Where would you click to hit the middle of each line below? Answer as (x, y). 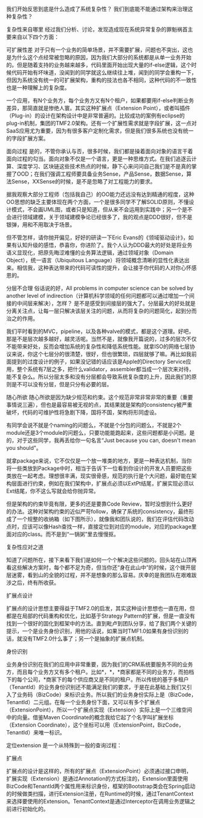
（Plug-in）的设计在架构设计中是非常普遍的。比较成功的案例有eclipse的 (96, 116)
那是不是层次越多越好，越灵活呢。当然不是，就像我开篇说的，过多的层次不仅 (101, 339)
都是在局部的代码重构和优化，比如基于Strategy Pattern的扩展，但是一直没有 (101, 616)
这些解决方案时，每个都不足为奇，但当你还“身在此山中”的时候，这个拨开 (101, 567)
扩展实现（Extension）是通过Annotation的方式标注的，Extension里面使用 (97, 779)
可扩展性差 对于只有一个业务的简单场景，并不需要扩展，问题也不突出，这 (97, 50)
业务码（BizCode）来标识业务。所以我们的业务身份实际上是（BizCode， (107, 694)
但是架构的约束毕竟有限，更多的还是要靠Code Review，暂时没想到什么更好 (99, 504)
